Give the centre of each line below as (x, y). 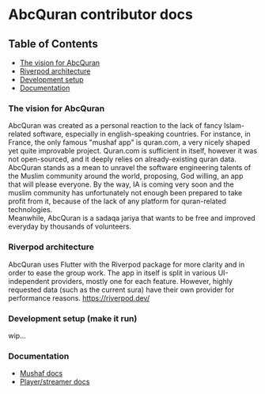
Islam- (235, 126)
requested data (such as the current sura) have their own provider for (121, 290)
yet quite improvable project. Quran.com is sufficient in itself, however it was (133, 151)
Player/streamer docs (55, 382)
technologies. (30, 210)
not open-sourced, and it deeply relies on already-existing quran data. (123, 159)
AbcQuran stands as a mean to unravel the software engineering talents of (130, 168)
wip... (17, 335)
